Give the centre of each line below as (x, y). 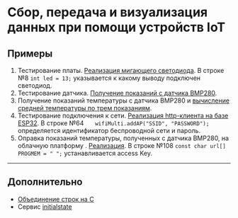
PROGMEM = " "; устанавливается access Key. (85, 153)
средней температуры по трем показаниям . (85, 108)
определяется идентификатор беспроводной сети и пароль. (109, 131)
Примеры (30, 53)
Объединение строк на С (56, 199)
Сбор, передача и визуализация (108, 12)
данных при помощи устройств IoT (116, 27)
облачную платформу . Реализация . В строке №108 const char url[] (122, 145)
